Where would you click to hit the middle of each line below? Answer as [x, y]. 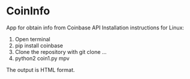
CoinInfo [28, 11]
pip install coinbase [39, 45]
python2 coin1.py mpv [42, 58]
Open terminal [32, 39]
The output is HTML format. [41, 69]
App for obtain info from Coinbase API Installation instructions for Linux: [95, 28]
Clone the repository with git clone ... [61, 51]
